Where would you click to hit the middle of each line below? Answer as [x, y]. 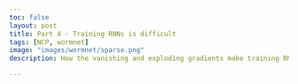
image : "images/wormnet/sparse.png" [77, 50]
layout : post [33, 26]
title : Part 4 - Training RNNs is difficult [93, 34]
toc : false [29, 17]
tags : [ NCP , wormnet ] [49, 42]
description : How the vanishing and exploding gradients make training [144, 58]
